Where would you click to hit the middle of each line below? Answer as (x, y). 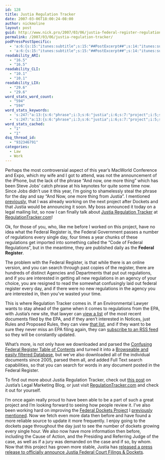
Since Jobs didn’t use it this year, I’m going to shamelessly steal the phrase (81, 191)
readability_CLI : (23, 69)
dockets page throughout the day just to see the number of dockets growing (82, 426)
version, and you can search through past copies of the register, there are (80, 267)
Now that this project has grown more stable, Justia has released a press (79, 447)
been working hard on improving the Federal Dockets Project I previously (79, 410)
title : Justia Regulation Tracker (41, 14)
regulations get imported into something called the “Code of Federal (74, 242)
